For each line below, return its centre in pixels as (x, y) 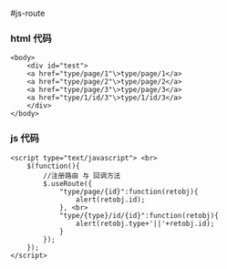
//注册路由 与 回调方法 (82, 176)
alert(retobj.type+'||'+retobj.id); (145, 223)
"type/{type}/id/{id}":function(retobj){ (139, 215)
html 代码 (31, 38)
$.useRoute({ (68, 183)
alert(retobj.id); (110, 200)
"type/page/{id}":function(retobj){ (129, 191)
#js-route (28, 13)
